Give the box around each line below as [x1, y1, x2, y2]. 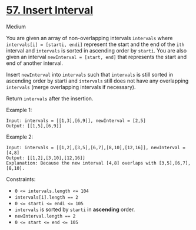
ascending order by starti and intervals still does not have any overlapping [6, 77, 189, 84]
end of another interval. [6, 60, 64, 67]
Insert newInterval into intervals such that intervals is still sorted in [6, 71, 174, 78]
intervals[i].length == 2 [14, 194, 78, 201]
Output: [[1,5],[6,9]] [6, 123, 62, 129]
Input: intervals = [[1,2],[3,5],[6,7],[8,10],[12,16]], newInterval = [6, 144, 185, 150]
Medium [6, 23, 26, 30]
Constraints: [6, 175, 36, 183]
